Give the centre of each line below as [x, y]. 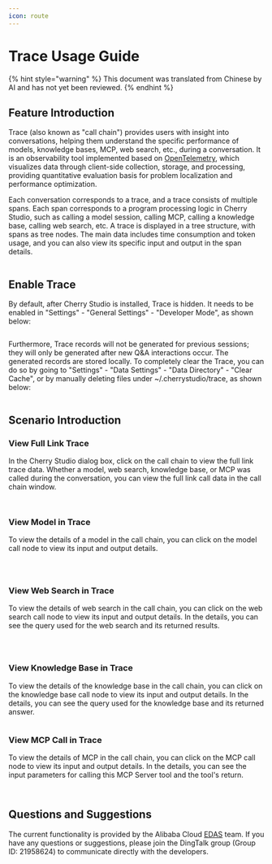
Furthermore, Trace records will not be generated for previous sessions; [129, 344]
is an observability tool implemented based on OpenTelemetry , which [124, 158]
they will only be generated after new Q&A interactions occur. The [119, 353]
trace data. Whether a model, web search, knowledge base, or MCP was [130, 469]
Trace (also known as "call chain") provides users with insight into [119, 132]
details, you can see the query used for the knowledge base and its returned [136, 703]
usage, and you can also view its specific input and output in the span [125, 243]
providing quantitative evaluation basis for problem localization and [121, 176]
